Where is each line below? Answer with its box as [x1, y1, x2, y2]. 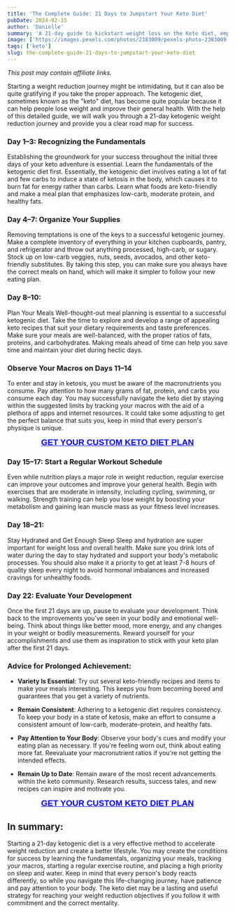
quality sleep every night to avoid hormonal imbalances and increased [7, 565, 210, 574]
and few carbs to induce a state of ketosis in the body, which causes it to [7, 175, 218, 183]
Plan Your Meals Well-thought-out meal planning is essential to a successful [7, 309, 227, 317]
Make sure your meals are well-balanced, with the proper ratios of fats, [7, 330, 212, 339]
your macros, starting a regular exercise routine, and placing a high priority [7, 862, 223, 870]
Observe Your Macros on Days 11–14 [7, 363, 132, 373]
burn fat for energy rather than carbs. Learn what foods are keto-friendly [7, 183, 218, 191]
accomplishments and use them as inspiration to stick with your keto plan [7, 636, 219, 645]
